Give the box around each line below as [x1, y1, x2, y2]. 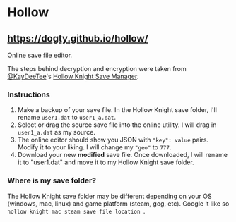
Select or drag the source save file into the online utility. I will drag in [17, 121, 217, 129]
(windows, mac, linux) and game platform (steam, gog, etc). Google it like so [7, 199, 230, 208]
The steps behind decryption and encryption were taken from [7, 65, 187, 73]
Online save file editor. [7, 51, 73, 59]
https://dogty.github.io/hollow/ [7, 32, 148, 44]
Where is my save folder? [7, 175, 97, 185]
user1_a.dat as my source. [17, 128, 95, 137]
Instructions [7, 90, 51, 99]
